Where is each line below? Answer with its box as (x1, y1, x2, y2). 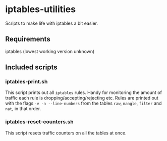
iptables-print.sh (5, 78, 48, 85)
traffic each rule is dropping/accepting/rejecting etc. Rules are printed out (5, 95, 159, 101)
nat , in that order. (5, 106, 41, 112)
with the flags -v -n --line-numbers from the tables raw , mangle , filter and (5, 100, 162, 107)
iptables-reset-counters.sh (5, 118, 74, 125)
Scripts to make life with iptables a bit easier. (5, 20, 98, 26)
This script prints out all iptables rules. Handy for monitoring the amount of (5, 89, 162, 96)
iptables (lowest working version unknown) (5, 48, 95, 54)
